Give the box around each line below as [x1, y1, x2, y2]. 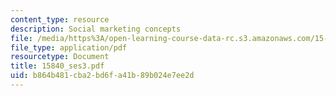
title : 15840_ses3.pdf [10, 61, 105, 71]
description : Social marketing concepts [10, 24, 182, 34]
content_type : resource [10, 14, 110, 25]
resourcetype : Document [10, 52, 110, 62]
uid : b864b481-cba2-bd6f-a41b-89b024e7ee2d [10, 71, 195, 81]
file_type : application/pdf [10, 42, 128, 53]
